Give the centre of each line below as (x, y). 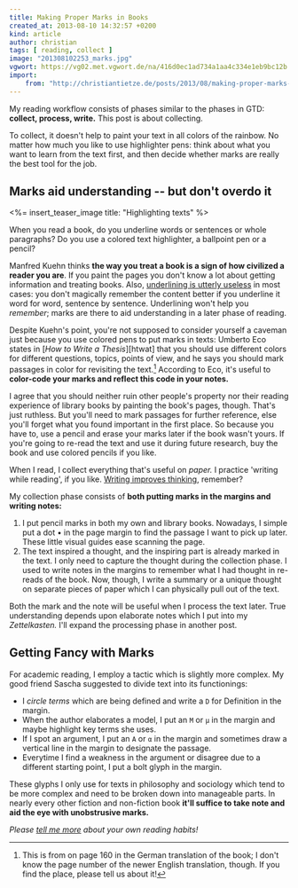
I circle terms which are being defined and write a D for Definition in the (152, 701)
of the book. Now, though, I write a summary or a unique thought (163, 580)
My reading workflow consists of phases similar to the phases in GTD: (137, 108)
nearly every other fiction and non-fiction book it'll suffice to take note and (147, 803)
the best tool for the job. (53, 163)
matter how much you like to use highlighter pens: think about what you (140, 145)
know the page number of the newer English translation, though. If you (151, 864)
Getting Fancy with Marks (82, 653)
